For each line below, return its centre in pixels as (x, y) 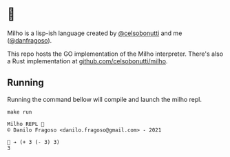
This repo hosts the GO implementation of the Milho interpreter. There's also (115, 54)
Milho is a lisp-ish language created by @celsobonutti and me (95, 33)
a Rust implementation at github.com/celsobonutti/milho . (87, 61)
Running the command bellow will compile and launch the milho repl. (104, 99)
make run (20, 112)
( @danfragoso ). (30, 40)
